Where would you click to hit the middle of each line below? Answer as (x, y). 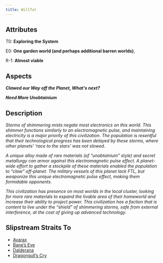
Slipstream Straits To (38, 228)
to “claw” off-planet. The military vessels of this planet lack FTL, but (75, 171)
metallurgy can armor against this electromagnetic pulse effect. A (73, 161)
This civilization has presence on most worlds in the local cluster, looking (80, 191)
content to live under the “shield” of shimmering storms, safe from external (82, 207)
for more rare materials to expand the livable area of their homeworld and (81, 197)
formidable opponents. (29, 182)
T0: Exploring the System (32, 41)
